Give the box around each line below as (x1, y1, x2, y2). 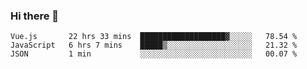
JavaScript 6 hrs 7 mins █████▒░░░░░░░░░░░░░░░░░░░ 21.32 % (10, 40, 298, 51)
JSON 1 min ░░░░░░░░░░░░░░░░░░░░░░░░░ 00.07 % (10, 49, 298, 59)
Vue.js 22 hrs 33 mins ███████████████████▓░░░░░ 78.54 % (10, 32, 298, 42)
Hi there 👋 (10, 9, 60, 23)
